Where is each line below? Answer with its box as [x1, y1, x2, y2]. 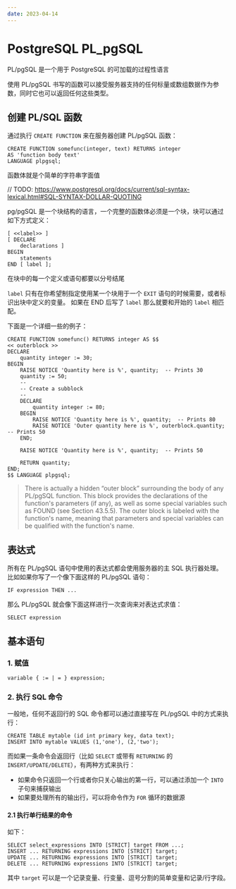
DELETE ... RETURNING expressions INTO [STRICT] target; [7, 860, 178, 868]
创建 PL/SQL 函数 [7, 111, 82, 123]
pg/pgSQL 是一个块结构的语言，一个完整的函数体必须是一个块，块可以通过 [7, 207, 224, 216]
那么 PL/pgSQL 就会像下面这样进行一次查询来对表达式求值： [7, 600, 182, 609]
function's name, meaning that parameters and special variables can [24, 514, 224, 523]
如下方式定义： [7, 216, 51, 224]
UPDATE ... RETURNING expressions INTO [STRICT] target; [7, 854, 178, 861]
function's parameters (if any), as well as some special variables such [24, 499, 228, 508]
